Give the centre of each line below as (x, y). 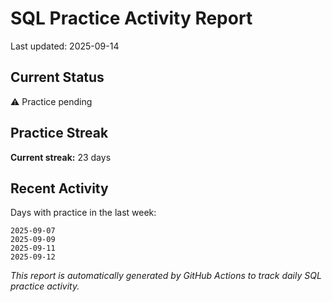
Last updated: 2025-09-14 (65, 46)
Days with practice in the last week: (83, 213)
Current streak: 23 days (61, 157)
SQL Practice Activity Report (131, 18)
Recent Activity (59, 188)
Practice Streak (59, 133)
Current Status (57, 77)
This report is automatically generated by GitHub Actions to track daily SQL (166, 276)
